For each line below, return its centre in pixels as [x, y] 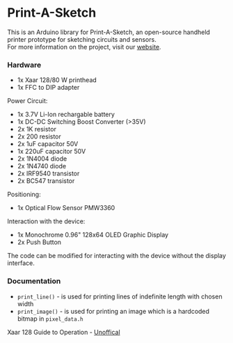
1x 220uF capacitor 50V [51, 152]
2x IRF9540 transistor [48, 174]
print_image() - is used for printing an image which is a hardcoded [113, 311]
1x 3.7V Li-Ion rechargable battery [66, 114]
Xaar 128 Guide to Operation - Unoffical [64, 332]
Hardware [24, 65]
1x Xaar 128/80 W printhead [57, 80]
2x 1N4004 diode [42, 159]
